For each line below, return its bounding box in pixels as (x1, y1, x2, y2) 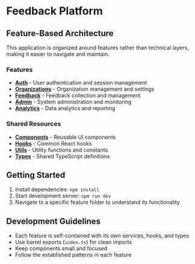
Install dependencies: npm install (14, 186, 99, 193)
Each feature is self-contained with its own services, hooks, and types (14, 232, 190, 239)
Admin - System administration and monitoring (14, 98, 132, 106)
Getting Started (6, 170, 66, 180)
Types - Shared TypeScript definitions (14, 152, 110, 160)
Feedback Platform (6, 4, 104, 18)
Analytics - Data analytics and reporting (14, 105, 116, 112)
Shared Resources (6, 120, 61, 128)
